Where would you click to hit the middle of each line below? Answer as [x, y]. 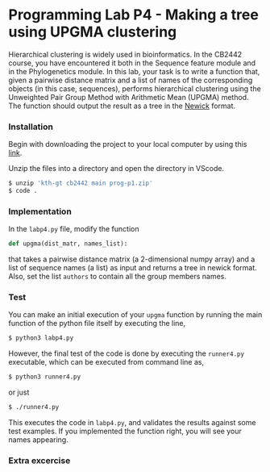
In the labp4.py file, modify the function [74, 229]
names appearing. [38, 440]
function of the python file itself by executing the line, [97, 324]
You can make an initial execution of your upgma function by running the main [135, 315]
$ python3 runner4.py [45, 377]
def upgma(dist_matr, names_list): [68, 244]
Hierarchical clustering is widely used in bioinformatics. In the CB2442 [125, 54]
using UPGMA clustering [93, 32]
